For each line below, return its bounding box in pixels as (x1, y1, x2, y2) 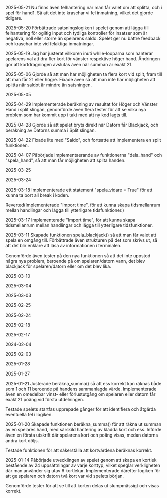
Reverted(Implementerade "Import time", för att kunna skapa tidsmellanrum (5, 202, 160, 208)
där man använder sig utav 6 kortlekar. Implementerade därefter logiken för (5, 468, 160, 473)
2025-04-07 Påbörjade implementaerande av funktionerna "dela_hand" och (5, 152, 162, 158)
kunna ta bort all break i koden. (5, 192, 69, 198)
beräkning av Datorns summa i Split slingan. (5, 127, 96, 133)
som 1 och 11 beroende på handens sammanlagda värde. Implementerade (5, 386, 157, 392)
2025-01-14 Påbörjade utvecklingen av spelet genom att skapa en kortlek (5, 457, 157, 463)
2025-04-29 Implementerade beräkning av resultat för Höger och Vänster (5, 101, 158, 107)
